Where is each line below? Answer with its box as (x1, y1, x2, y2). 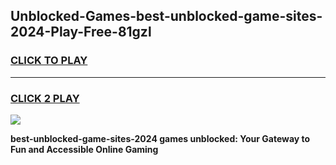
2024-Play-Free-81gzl (10, 24, 152, 41)
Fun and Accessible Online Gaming (10, 143, 159, 155)
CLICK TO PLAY (10, 54, 88, 68)
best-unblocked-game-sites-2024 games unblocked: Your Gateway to (10, 132, 311, 144)
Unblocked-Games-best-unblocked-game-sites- (10, 8, 323, 25)
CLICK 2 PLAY (10, 91, 80, 105)
